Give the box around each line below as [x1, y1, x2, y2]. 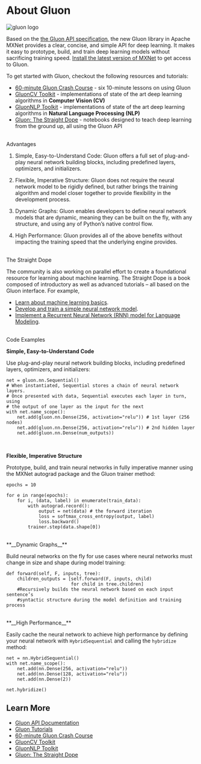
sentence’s [6, 591, 34, 597]
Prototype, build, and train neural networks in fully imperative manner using [6, 464, 194, 471]
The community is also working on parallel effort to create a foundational [6, 268, 187, 275]
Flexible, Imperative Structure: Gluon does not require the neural [14, 176, 175, 183]
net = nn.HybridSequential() [6, 655, 79, 661]
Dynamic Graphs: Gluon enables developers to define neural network [14, 207, 187, 214]
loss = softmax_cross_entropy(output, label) [38, 513, 155, 519]
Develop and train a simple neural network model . [14, 305, 138, 312]
